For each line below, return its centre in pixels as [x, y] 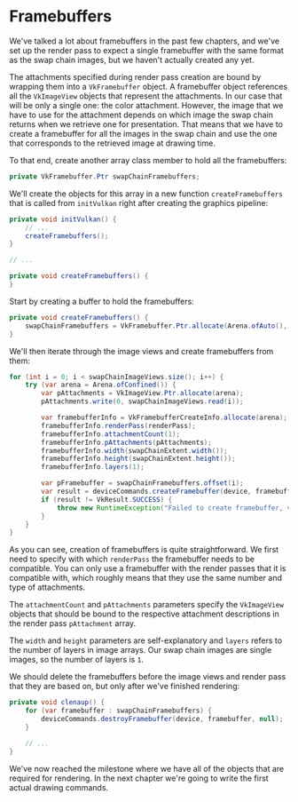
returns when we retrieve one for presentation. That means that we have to [146, 124]
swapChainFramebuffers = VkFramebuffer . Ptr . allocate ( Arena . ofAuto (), [157, 326]
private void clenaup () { [57, 703]
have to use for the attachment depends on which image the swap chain [141, 115]
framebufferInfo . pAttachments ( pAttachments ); [127, 442]
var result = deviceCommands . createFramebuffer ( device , [146, 492]
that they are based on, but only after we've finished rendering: [125, 687]
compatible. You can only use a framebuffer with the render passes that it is [148, 568]
